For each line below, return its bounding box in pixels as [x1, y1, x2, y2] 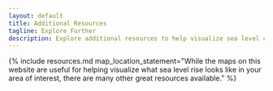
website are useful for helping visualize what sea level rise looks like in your [8, 65, 262, 75]
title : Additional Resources [8, 19, 107, 27]
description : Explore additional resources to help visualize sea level [8, 34, 260, 43]
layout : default [8, 11, 63, 20]
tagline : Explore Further [8, 27, 96, 35]
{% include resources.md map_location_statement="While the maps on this [8, 56, 262, 66]
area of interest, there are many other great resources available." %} [8, 73, 237, 83]
